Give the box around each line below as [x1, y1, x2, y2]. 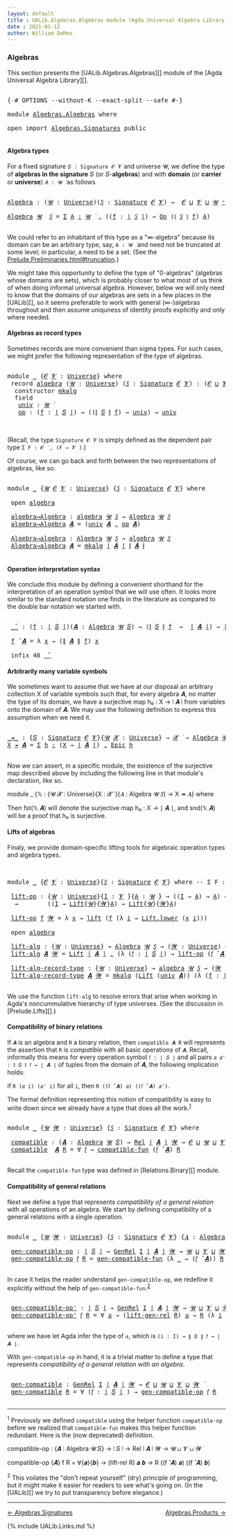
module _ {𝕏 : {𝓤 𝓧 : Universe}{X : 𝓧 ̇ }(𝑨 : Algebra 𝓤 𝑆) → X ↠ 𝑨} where [7, 790, 214, 798]
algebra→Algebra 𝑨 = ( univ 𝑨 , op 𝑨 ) [10, 520, 141, 528]
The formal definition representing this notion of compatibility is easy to [7, 1095, 212, 1103]
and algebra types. [7, 850, 61, 859]
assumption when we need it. [7, 713, 92, 722]
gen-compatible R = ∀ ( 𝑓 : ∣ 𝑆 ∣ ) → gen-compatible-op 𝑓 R [10, 1388, 216, 1396]
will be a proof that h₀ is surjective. [7, 811, 107, 820]
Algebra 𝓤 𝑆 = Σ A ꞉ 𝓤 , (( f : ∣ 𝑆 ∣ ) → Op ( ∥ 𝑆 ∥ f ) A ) [7, 212, 211, 220]
